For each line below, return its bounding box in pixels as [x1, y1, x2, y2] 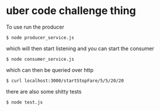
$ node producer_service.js [6, 34, 75, 40]
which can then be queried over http [6, 66, 94, 74]
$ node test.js [6, 99, 43, 105]
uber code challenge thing [6, 4, 136, 18]
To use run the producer [6, 23, 65, 30]
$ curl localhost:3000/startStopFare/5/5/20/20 [6, 78, 124, 84]
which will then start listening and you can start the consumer [6, 45, 155, 52]
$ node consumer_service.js [6, 56, 75, 62]
